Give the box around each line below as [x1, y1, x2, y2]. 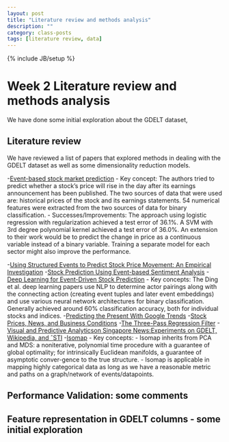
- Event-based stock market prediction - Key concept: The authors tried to [7, 174, 215, 183]
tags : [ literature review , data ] [7, 36, 103, 43]
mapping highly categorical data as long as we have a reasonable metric [7, 362, 211, 371]
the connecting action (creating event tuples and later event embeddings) [7, 290, 215, 298]
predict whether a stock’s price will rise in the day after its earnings [7, 181, 196, 189]
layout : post [7, 10, 44, 17]
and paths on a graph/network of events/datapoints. [7, 370, 154, 378]
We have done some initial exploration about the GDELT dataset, [7, 116, 188, 124]
